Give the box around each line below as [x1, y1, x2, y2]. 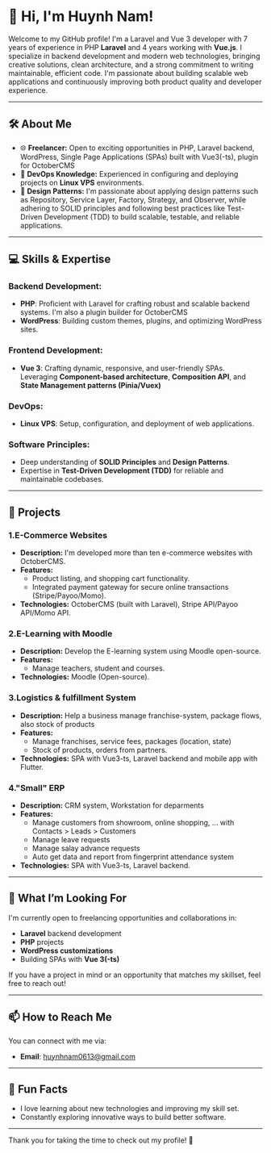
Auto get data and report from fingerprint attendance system [31, 851, 234, 862]
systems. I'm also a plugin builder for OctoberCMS [19, 307, 188, 317]
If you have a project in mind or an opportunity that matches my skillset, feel [8, 970, 261, 980]
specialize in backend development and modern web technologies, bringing [8, 51, 261, 61]
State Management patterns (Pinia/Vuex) [19, 380, 161, 390]
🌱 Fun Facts [8, 1082, 69, 1096]
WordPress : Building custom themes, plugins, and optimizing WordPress [19, 316, 262, 326]
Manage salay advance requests [31, 843, 140, 853]
